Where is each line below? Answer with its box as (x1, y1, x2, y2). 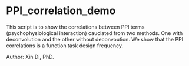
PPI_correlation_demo (6, 4, 116, 18)
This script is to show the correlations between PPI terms (6, 23, 145, 30)
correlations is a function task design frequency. (6, 42, 124, 49)
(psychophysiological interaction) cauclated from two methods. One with (6, 29, 183, 36)
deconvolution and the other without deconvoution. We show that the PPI (6, 36, 184, 43)
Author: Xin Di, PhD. (6, 53, 54, 60)
